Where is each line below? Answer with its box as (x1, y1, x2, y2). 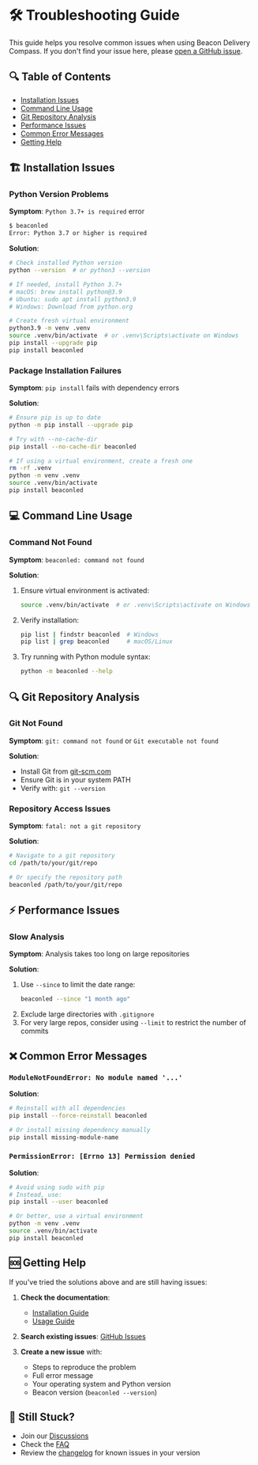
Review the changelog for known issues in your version (20, 1448, 200, 1458)
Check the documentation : (20, 1293, 110, 1302)
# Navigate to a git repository (9, 852, 115, 860)
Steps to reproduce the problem (32, 1362, 136, 1372)
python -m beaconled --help (20, 668, 113, 676)
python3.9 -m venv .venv (9, 324, 91, 332)
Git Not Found (9, 717, 63, 729)
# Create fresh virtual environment (9, 317, 129, 325)
